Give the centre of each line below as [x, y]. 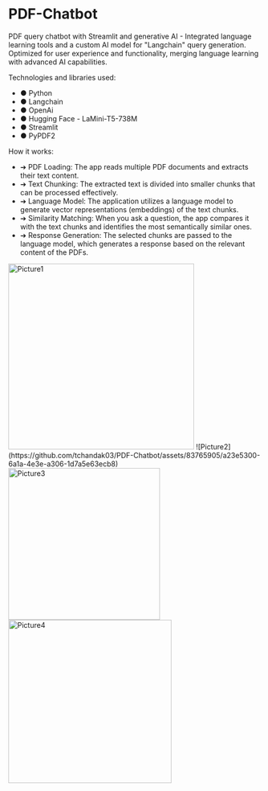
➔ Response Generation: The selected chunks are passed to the [126, 235]
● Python [36, 92]
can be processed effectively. [69, 192]
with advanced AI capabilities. [58, 62]
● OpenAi [37, 110]
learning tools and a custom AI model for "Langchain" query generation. [127, 44]
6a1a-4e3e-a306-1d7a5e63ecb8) [63, 464]
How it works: [31, 151]
